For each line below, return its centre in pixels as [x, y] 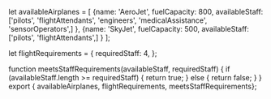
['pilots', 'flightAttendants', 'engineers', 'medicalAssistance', [108, 20]
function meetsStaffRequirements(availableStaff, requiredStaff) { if [119, 69]
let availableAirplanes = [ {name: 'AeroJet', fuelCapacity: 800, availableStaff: [136, 12]
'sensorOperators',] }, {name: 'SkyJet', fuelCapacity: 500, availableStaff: [129, 29]
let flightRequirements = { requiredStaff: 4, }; [83, 53]
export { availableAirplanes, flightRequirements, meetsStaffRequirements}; [133, 86]
